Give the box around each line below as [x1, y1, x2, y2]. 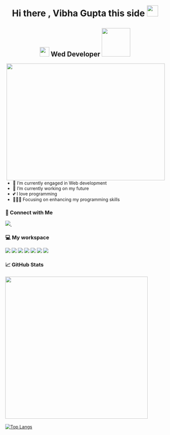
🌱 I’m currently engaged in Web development [12, 180, 107, 186]
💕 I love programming [12, 191, 57, 197]
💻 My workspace [5, 234, 50, 241]
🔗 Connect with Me [5, 209, 53, 216]
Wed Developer [50, 50, 101, 58]
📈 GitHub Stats [5, 261, 44, 268]
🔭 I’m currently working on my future [12, 185, 90, 191]
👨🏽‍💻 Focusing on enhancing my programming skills [12, 197, 120, 202]
